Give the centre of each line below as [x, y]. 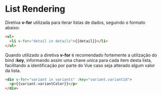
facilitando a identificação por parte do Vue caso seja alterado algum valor [80, 65]
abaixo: [12, 27]
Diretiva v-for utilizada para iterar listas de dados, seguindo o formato [75, 22]
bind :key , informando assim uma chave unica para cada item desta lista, [79, 60]
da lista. [13, 70]
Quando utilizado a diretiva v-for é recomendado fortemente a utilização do [81, 55]
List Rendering [35, 9]
